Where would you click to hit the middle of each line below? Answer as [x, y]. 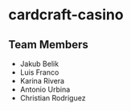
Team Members [48, 45]
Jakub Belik [39, 64]
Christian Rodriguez [53, 98]
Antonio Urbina [45, 89]
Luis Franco [39, 72]
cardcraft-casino [66, 15]
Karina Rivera [42, 81]
